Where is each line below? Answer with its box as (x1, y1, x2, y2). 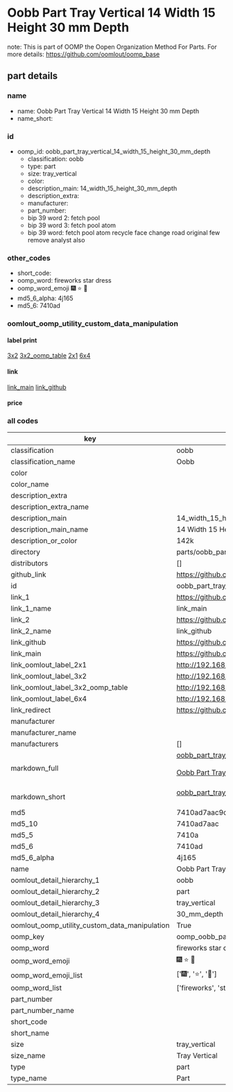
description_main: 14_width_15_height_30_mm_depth (27, 184, 178, 192)
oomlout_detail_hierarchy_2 (10, 887, 100, 897)
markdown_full (10, 763, 59, 773)
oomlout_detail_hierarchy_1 (10, 875, 100, 885)
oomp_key (10, 932, 45, 942)
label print (7, 336, 37, 345)
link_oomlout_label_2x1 (10, 660, 87, 670)
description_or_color (10, 536, 78, 546)
